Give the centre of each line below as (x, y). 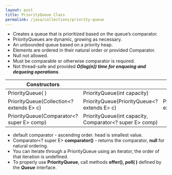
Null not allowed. (30, 56)
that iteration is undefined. (40, 157)
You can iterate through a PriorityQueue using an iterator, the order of (86, 152)
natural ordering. (30, 146)
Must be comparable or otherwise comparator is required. (74, 61)
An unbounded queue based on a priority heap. (63, 45)
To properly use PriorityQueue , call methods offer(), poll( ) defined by (87, 162)
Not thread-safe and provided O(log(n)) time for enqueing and (79, 66)
